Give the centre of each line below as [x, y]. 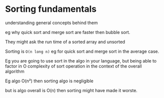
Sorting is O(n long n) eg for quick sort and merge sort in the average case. [82, 51]
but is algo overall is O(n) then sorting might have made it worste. [71, 90]
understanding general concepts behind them [51, 23]
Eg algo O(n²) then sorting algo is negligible [49, 81]
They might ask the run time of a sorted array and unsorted [65, 42]
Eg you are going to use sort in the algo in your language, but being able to [81, 61]
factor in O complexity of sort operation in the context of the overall [73, 66]
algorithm [15, 71]
